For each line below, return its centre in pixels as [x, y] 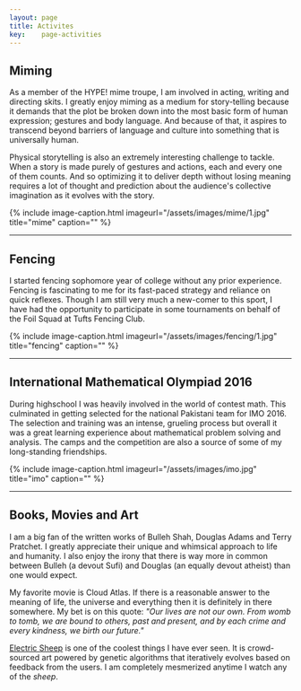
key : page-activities [56, 34]
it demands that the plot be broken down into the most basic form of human [149, 111]
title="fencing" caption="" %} [64, 345]
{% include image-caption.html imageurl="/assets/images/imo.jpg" [133, 468]
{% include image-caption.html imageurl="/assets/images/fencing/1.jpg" [143, 336]
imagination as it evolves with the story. [82, 196]
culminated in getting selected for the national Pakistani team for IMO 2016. [148, 413]
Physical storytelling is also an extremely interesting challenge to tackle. [142, 157]
